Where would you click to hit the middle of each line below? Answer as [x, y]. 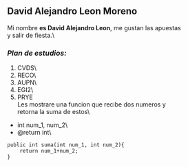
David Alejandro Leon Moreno [72, 11]
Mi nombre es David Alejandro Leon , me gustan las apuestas [94, 27]
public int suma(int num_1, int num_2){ [66, 145]
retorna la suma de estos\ [53, 112]
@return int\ [34, 133]
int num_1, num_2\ [42, 125]
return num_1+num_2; [49, 151]
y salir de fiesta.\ [31, 35]
